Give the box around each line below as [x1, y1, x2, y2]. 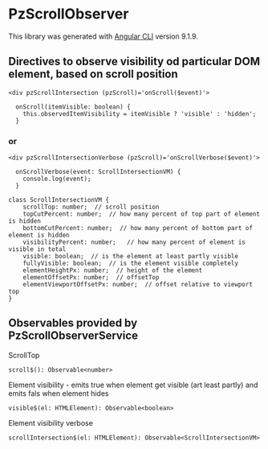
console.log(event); [22, 175, 91, 183]
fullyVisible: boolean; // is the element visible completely [22, 259, 239, 268]
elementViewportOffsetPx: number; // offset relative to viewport [22, 281, 253, 289]
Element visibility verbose [8, 418, 94, 427]
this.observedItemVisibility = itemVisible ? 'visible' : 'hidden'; [22, 109, 257, 117]
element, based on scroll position [8, 68, 178, 81]
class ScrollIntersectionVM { [8, 196, 110, 204]
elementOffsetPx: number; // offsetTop [22, 274, 160, 282]
